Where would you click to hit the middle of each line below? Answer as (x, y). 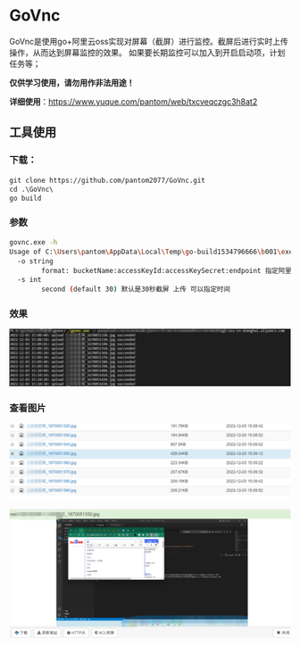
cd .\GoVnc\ (31, 189)
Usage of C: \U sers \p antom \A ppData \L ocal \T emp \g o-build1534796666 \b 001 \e (147, 252)
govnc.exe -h (33, 242)
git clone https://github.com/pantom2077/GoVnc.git (107, 180)
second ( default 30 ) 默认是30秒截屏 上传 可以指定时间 (136, 290)
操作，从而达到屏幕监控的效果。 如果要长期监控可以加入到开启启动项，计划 (147, 52)
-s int (29, 280)
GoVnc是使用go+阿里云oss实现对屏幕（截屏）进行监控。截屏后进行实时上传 (149, 41)
